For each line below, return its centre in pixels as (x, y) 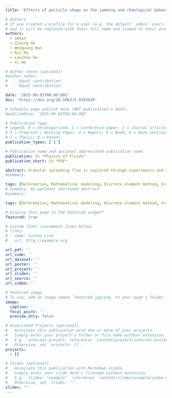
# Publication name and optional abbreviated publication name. (75, 151)
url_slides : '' (21, 274)
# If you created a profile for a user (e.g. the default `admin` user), (86, 24)
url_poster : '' (21, 264)
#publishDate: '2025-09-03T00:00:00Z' (47, 114)
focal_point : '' (27, 312)
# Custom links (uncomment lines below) (49, 226)
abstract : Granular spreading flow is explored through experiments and (84, 170)
